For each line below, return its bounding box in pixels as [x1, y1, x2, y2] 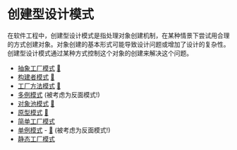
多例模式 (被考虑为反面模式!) [17, 90, 100, 99]
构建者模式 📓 [17, 72, 55, 81]
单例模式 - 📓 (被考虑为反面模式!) [17, 125, 111, 134]
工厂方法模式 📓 [17, 81, 61, 90]
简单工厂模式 [17, 117, 55, 125]
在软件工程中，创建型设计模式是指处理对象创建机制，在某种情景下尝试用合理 [7, 31, 230, 40]
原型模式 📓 [17, 108, 49, 117]
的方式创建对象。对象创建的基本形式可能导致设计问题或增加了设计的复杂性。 [7, 40, 230, 48]
